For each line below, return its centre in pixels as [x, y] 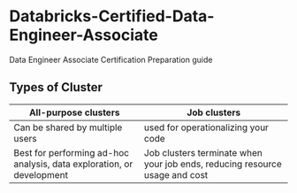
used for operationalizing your [207, 127]
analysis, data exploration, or [73, 164]
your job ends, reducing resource [213, 164]
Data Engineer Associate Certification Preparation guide [111, 59]
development [41, 174]
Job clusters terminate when [203, 152]
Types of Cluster [56, 87]
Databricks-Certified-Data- [112, 16]
